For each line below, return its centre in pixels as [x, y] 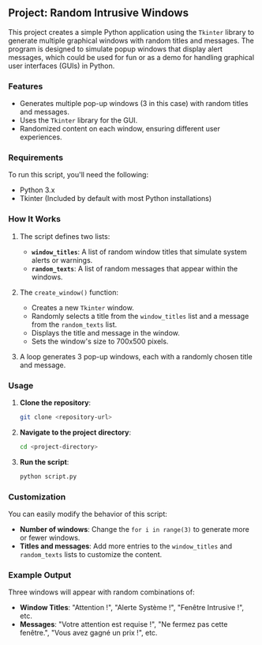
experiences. [41, 137]
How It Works [35, 219]
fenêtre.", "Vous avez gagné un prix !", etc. [88, 633]
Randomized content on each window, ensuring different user [120, 129]
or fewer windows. [50, 537]
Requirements [36, 157]
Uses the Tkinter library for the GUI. [79, 120]
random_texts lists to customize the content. [91, 554]
